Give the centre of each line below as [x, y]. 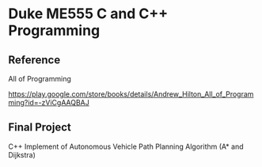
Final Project [40, 127]
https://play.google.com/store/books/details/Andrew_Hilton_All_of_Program [131, 94]
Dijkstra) [22, 154]
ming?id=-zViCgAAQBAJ [49, 102]
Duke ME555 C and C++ [88, 14]
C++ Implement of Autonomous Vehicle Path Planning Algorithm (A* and [126, 146]
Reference [34, 60]
